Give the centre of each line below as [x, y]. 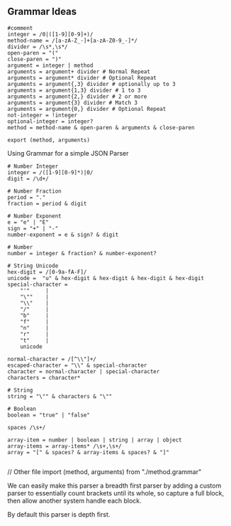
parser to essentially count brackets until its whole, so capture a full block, [116, 493]
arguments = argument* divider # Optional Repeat [82, 77]
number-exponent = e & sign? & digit [63, 235]
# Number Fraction [34, 191]
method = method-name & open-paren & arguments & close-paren [101, 127]
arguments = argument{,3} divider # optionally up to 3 [91, 84]
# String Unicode [33, 266]
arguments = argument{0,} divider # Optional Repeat [87, 109]
